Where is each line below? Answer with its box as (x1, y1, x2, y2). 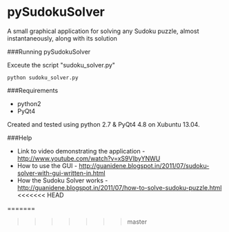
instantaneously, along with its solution (7, 34, 117, 42)
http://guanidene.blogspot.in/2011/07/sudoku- (79, 161, 210, 169)
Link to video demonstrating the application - (17, 147, 146, 155)
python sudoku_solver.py (7, 74, 79, 81)
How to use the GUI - (17, 161, 78, 169)
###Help (7, 134, 32, 142)
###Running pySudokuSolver (7, 48, 91, 56)
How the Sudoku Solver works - (17, 176, 108, 184)
